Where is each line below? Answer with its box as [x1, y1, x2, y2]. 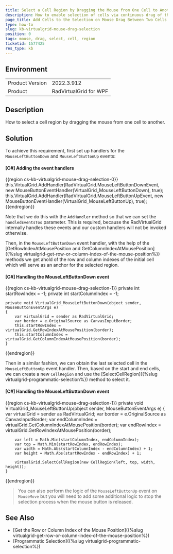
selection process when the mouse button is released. [18, 498, 133, 505]
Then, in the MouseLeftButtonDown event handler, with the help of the [5, 240, 150, 246]
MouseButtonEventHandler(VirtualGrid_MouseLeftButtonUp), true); [5, 198, 148, 204]
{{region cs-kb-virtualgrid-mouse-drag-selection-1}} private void [5, 400, 144, 406]
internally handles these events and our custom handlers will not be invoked [5, 224, 166, 231]
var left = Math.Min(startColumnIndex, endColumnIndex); [14, 437, 140, 442]
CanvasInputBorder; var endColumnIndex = [5, 416, 98, 422]
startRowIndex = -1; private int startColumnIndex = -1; [5, 290, 119, 297]
